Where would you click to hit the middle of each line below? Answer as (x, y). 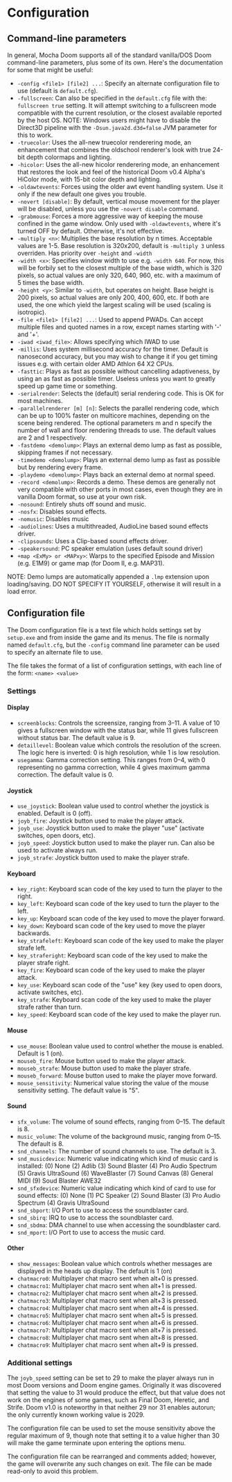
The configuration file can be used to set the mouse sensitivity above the (111, 1429)
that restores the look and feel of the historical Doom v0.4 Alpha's (111, 172)
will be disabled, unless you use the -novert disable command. (108, 209)
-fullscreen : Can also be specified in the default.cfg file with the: (112, 98)
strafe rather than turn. (50, 1007)
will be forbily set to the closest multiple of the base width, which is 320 (120, 268)
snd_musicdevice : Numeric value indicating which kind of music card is (118, 1158)
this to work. (35, 135)
